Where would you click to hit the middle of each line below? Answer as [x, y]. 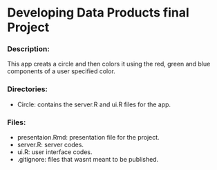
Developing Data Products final [98, 13]
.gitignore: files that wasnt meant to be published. [88, 160]
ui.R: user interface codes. [55, 152]
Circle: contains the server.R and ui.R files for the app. [94, 104]
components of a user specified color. [61, 71]
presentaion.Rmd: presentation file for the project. [88, 138]
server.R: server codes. [50, 145]
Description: [28, 49]
